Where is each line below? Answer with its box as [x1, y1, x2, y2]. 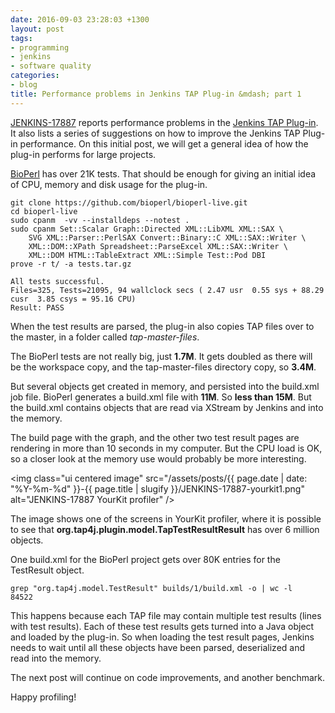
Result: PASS [10, 302, 65, 313]
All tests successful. [10, 276, 105, 286]
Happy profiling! [10, 691, 77, 703]
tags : [10, 33, 33, 43]
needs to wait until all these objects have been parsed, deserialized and [10, 641, 306, 653]
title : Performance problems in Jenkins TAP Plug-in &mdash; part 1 [10, 89, 302, 99]
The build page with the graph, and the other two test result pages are [10, 431, 300, 443]
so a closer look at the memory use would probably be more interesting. [10, 452, 307, 465]
